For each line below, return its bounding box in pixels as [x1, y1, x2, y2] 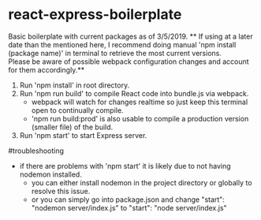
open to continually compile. [31, 105, 124, 115]
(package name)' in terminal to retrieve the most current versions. [8, 48, 222, 58]
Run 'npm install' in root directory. [19, 80, 130, 90]
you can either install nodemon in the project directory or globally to [31, 177, 252, 187]
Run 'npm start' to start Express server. [19, 130, 147, 140]
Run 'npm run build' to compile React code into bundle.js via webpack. [19, 88, 249, 98]
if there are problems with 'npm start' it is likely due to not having [19, 161, 231, 170]
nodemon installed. [19, 170, 83, 179]
